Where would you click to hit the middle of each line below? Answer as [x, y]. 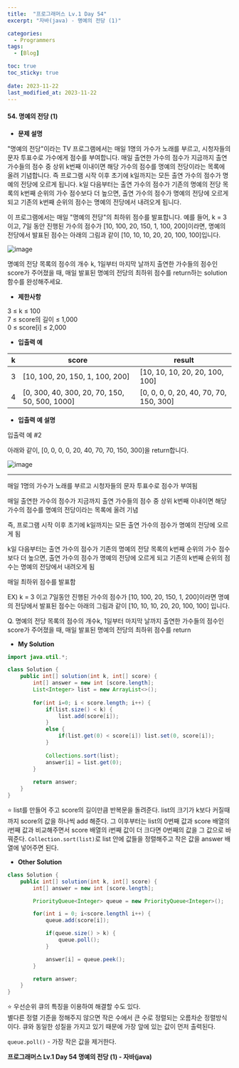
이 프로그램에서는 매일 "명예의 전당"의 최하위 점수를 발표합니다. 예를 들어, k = [115, 217]
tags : [15, 47]
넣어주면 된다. [39, 847]
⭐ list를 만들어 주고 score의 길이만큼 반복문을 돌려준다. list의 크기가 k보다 [109, 810]
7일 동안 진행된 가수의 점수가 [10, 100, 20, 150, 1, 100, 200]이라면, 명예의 [124, 226]
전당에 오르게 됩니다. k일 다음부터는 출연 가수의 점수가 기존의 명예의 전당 [121, 184]
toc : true [22, 66]
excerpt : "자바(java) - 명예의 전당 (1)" [64, 21]
